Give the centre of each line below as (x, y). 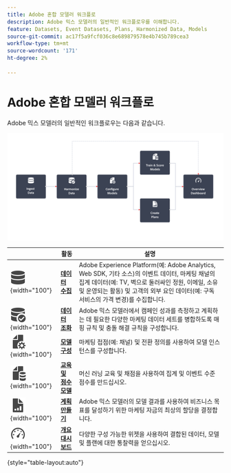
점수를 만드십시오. (103, 382)
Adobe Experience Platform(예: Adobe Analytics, (147, 265)
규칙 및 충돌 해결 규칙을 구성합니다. (132, 328)
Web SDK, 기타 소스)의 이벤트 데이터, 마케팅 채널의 (147, 274)
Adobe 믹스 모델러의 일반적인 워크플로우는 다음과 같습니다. (86, 123)
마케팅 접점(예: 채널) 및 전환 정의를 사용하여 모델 (143, 341)
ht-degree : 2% (27, 59)
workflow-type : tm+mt (38, 44)
